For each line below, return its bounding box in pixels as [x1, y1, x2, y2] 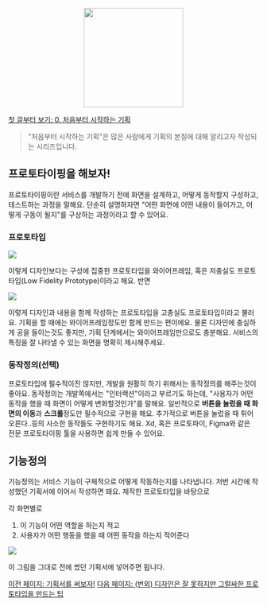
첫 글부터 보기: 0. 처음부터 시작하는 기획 [8, 115, 131, 124]
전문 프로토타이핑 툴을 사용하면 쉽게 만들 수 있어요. [8, 429, 165, 438]
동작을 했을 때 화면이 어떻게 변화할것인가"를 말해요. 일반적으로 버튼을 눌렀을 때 [8, 398, 250, 409]
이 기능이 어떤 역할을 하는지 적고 [19, 521, 120, 530]
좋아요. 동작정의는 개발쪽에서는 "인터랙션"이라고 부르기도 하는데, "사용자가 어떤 [8, 389, 254, 398]
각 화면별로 [8, 503, 43, 513]
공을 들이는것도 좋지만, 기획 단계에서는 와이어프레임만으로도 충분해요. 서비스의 [16, 328, 259, 337]
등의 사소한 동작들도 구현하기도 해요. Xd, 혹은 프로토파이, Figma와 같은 [31, 418, 251, 429]
